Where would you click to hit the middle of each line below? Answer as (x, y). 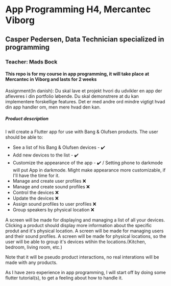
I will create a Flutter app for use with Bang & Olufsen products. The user (82, 131)
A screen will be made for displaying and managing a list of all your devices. (85, 220)
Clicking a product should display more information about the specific (79, 225)
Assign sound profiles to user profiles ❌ (54, 204)
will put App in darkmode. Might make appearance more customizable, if (89, 170)
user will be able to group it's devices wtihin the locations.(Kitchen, (76, 241)
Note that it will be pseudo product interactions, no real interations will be (82, 257)
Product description (27, 119)
